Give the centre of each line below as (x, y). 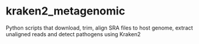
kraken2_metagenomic (66, 11)
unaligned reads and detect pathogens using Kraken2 (73, 34)
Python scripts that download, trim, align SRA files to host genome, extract (99, 28)
